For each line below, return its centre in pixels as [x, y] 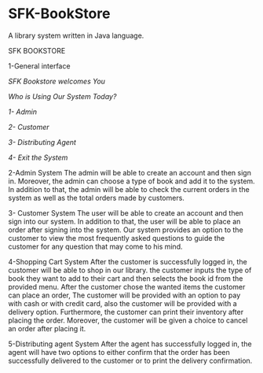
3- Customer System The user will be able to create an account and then [126, 212]
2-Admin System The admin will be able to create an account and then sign [130, 172]
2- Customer [29, 127]
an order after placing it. [47, 328]
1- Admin [23, 112]
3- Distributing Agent [42, 142]
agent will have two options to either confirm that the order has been [119, 352]
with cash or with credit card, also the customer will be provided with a [122, 303]
